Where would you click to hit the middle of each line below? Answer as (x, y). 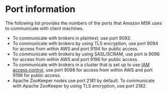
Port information (40, 9)
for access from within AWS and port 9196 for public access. (75, 59)
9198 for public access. (37, 75)
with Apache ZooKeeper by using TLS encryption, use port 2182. (79, 85)
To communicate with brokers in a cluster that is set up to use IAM (81, 64)
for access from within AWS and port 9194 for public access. (75, 48)
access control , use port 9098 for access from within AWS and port (82, 70)
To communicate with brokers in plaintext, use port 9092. (72, 38)
